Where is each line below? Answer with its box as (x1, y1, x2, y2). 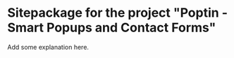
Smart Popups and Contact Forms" (7, 20, 216, 36)
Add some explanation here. (7, 43, 90, 51)
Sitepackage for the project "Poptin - (7, 5, 228, 21)
